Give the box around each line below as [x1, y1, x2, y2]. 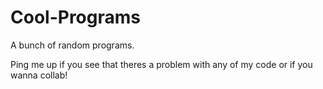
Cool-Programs [10, 6, 141, 29]
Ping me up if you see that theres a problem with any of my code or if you [10, 58, 313, 70]
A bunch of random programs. [10, 39, 135, 51]
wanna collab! [10, 69, 68, 81]
